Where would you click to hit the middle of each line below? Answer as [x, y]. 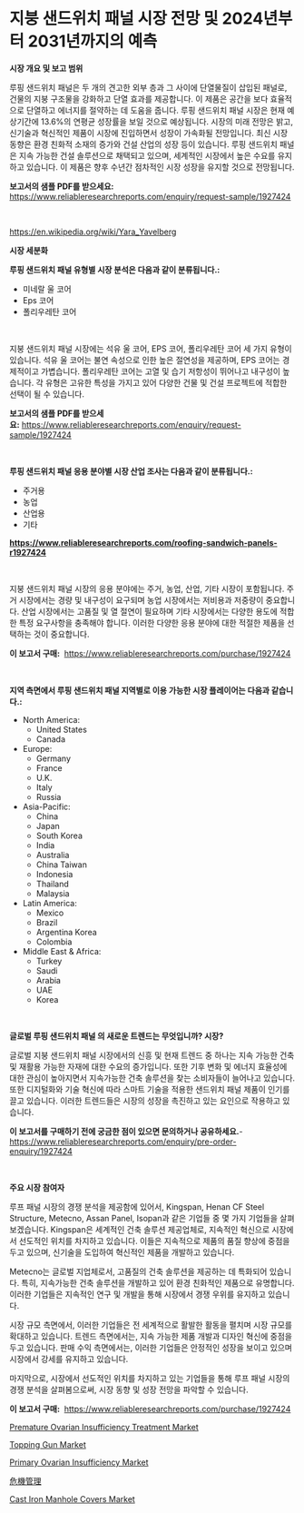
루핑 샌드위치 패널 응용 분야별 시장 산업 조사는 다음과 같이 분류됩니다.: [131, 471]
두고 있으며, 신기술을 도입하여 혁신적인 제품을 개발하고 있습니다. [122, 1252]
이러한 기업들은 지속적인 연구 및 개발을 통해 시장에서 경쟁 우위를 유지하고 [137, 1294]
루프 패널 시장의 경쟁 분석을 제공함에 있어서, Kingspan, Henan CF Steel [137, 1206]
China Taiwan [62, 865]
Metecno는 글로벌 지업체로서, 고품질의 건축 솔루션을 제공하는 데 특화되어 [138, 1271]
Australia [53, 855]
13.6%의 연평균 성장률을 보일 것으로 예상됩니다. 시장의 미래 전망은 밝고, [167, 121]
